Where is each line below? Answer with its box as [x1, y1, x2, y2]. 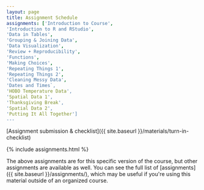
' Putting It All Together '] [6, 111, 78, 117]
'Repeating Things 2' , [6, 71, 64, 77]
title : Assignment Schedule [6, 15, 78, 21]
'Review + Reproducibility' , [6, 49, 81, 55]
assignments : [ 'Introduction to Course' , [6, 20, 114, 26]
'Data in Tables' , [6, 32, 53, 38]
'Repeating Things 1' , [6, 65, 64, 72]
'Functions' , [6, 54, 40, 60]
